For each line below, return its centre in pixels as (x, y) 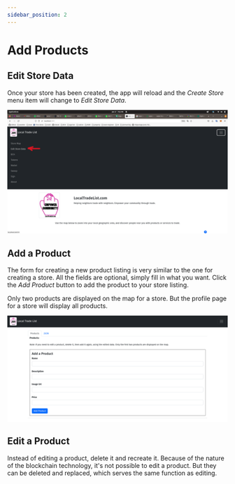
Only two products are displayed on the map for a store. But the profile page (117, 298)
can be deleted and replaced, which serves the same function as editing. (112, 473)
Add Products (48, 50)
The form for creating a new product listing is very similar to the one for (110, 270)
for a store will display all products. (58, 306)
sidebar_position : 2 (37, 15)
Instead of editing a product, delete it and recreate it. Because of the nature (116, 458)
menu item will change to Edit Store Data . (67, 100)
